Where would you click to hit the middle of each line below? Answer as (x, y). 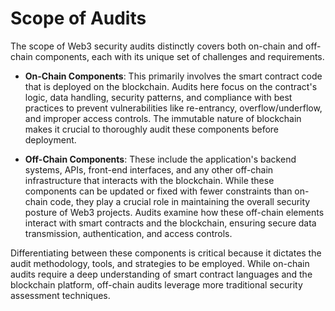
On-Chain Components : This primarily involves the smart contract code (173, 76)
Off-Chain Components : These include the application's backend (160, 159)
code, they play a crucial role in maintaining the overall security (180, 201)
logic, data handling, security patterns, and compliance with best (158, 97)
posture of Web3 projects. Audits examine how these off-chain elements (174, 212)
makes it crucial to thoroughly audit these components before (152, 129)
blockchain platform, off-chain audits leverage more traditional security (156, 284)
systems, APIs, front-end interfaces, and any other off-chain (149, 169)
